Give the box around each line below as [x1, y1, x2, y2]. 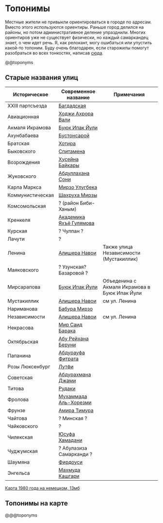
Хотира [58, 140, 76, 146]
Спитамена [58, 148, 85, 155]
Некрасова [7, 324, 34, 331]
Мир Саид [58, 321, 82, 328]
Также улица [102, 243, 133, 250]
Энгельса [7, 469, 30, 476]
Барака [58, 327, 76, 334]
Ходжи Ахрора [58, 110, 94, 117]
